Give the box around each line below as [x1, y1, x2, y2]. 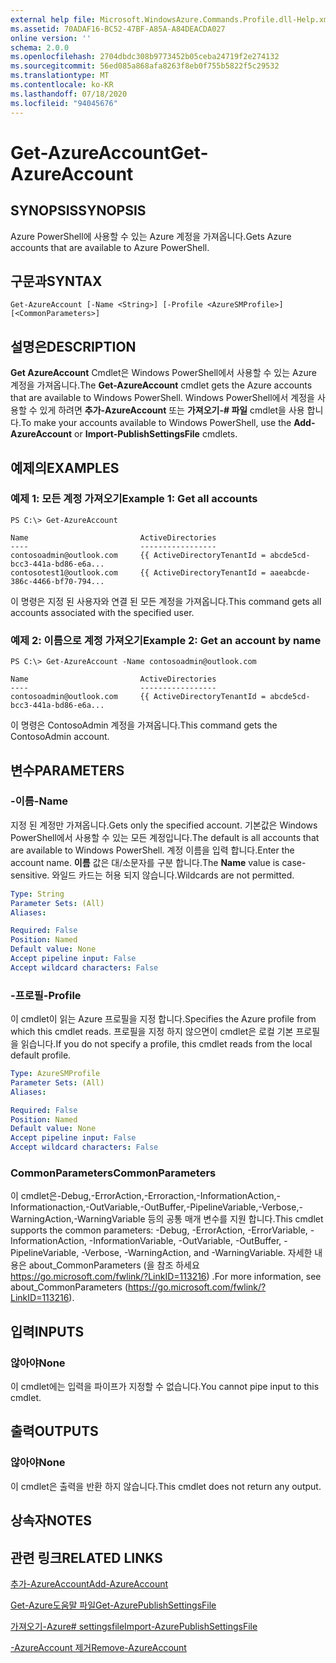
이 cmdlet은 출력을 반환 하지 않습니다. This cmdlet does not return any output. [10, 1480, 322, 1492]
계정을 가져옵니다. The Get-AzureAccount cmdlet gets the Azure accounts [10, 379, 313, 391]
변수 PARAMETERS [10, 762, 125, 779]
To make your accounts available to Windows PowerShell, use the [20, 417, 292, 429]
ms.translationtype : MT [10, 71, 110, 81]
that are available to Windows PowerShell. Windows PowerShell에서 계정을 [10, 392, 315, 404]
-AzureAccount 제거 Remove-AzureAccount [10, 1641, 187, 1653]
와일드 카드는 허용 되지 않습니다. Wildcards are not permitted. [51, 869, 295, 881]
